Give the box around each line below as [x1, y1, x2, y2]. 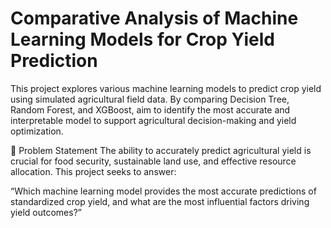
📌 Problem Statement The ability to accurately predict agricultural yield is [10, 144, 312, 156]
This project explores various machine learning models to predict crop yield [10, 82, 322, 94]
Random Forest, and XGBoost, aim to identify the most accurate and [10, 103, 291, 116]
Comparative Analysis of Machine [10, 7, 299, 30]
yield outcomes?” [10, 206, 82, 218]
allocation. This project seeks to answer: [10, 165, 177, 177]
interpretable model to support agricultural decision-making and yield [10, 114, 297, 126]
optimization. [10, 125, 64, 137]
